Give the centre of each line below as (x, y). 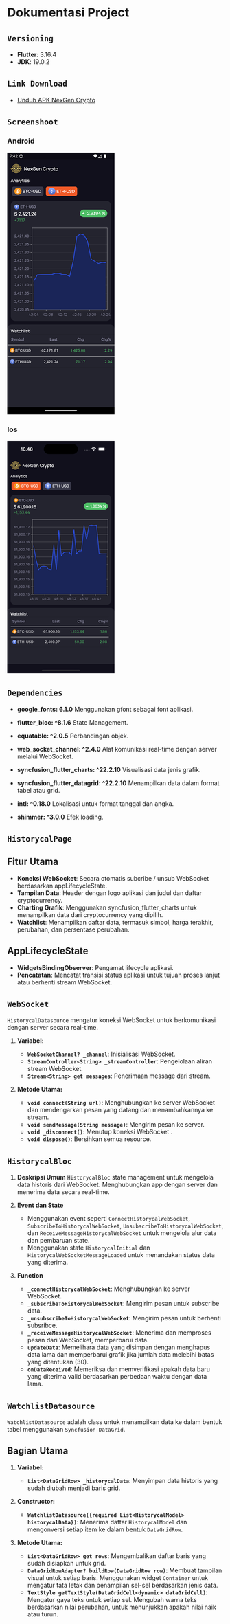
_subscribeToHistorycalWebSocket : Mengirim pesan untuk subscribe (123, 1304)
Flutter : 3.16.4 (37, 54)
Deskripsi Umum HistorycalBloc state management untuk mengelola (115, 1177)
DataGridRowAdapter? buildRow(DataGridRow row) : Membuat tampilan (125, 1570)
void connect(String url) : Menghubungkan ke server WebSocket (121, 1103)
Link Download (37, 84)
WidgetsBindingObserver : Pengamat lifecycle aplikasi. (95, 967)
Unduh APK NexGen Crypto (56, 100)
